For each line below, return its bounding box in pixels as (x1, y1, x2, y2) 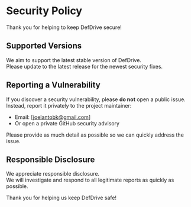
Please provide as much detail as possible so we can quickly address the (6, 131, 184, 138)
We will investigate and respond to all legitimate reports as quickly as (6, 176, 174, 184)
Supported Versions (6, 41, 82, 51)
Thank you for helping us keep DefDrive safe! (6, 194, 117, 202)
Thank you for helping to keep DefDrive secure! (6, 24, 122, 31)
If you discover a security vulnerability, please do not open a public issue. (6, 96, 186, 103)
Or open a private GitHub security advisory (14, 119, 120, 127)
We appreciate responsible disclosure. (6, 170, 99, 177)
